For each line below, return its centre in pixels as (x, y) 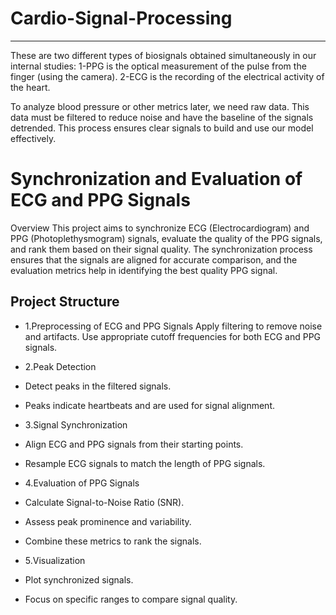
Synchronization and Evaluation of (156, 179)
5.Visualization (55, 560)
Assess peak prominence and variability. (108, 521)
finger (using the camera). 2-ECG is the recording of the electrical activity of (167, 76)
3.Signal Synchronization (76, 424)
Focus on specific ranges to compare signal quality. (131, 599)
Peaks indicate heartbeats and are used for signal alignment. (150, 405)
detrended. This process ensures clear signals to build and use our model (162, 128)
